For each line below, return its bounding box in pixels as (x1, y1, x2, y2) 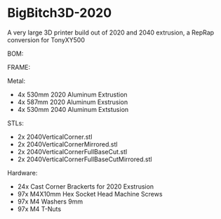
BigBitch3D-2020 (7, 5, 112, 21)
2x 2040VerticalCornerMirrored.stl (17, 139, 118, 149)
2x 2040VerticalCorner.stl (17, 132, 93, 141)
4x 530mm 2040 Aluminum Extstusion (17, 105, 129, 113)
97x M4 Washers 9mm (17, 197, 83, 206)
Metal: (7, 76, 26, 85)
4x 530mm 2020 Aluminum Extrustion (17, 90, 128, 99)
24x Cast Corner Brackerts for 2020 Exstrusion (17, 182, 154, 191)
